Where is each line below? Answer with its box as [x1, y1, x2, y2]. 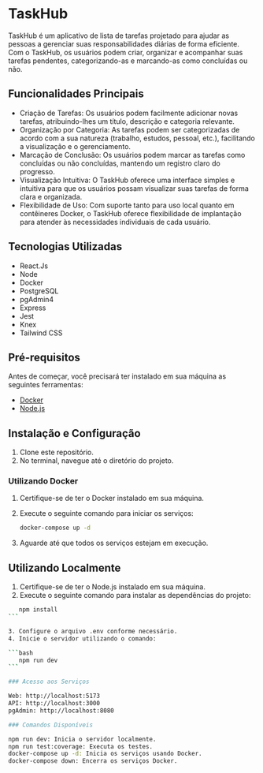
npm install [18, 606, 58, 614]
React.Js [19, 261, 49, 271]
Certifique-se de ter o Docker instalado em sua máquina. [19, 494, 205, 503]
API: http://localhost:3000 [8, 700, 101, 708]
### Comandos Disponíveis [8, 721, 93, 729]
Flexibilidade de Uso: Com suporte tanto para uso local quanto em [19, 200, 235, 210]
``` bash [8, 648, 34, 657]
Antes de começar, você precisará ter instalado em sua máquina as [8, 372, 227, 381]
